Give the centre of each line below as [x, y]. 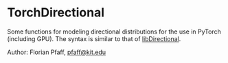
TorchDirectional [56, 13]
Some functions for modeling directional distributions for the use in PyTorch [114, 32]
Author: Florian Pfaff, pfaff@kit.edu [57, 52]
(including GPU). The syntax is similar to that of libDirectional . [94, 38]
